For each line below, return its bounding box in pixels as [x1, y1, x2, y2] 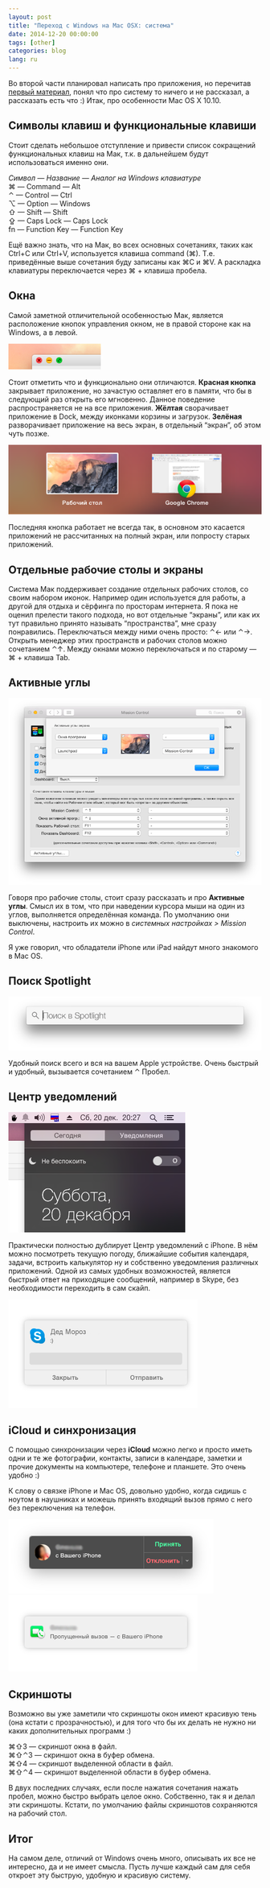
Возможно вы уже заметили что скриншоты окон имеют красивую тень [8, 1709, 257, 1719]
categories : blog [8, 47, 67, 56]
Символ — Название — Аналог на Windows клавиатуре [8, 173, 202, 183]
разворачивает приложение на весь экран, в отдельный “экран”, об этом [8, 419, 261, 430]
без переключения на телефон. [8, 1503, 117, 1513]
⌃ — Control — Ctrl [8, 190, 72, 200]
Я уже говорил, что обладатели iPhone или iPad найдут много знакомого [8, 943, 259, 952]
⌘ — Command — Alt [8, 181, 81, 191]
